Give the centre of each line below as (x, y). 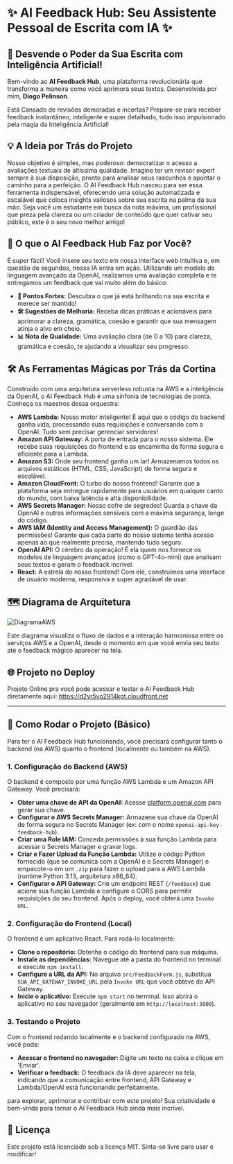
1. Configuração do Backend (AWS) (68, 767)
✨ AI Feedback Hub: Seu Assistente (112, 13)
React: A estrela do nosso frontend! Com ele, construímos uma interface (121, 572)
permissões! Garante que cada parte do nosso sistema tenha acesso (115, 535)
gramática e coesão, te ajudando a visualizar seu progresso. (103, 346)
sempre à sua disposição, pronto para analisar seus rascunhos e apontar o (114, 178)
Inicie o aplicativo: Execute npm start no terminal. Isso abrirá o (107, 996)
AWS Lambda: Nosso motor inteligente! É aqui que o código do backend (121, 417)
